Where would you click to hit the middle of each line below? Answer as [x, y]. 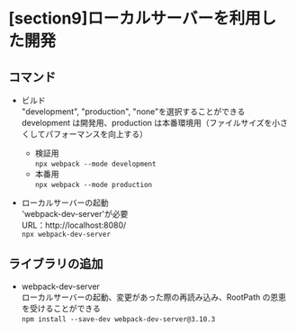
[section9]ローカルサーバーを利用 [135, 18]
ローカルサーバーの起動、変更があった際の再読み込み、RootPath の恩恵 [154, 297]
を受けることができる [61, 308]
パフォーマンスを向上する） [97, 134]
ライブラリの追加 [56, 264]
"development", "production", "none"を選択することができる [133, 112]
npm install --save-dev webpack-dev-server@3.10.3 [118, 319]
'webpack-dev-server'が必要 [75, 214]
